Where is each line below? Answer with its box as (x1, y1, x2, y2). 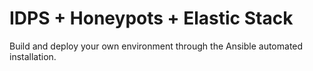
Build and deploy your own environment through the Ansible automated (9, 40, 304, 52)
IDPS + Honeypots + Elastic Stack (9, 7, 294, 30)
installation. (9, 50, 57, 62)
